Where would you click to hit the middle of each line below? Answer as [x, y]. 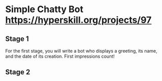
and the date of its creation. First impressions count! [60, 56]
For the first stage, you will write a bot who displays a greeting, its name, [82, 51]
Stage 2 [18, 72]
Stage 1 [17, 39]
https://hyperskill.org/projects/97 [78, 20]
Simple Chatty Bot [44, 9]
